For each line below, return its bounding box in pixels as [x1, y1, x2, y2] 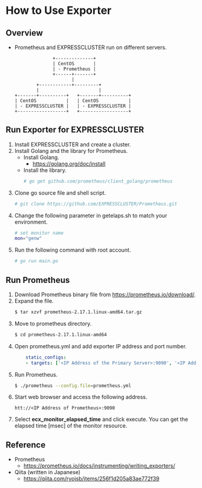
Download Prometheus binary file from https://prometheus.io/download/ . [14, 291, 196, 298]
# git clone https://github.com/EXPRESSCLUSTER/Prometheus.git [14, 201, 178, 207]
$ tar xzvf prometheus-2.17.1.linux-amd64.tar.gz [14, 309, 143, 315]
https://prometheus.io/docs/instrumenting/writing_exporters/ [23, 462, 175, 469]
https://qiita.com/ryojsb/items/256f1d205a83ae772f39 [23, 475, 160, 483]
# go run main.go [14, 258, 59, 264]
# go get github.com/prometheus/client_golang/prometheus [23, 178, 173, 184]
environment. [14, 218, 48, 226]
